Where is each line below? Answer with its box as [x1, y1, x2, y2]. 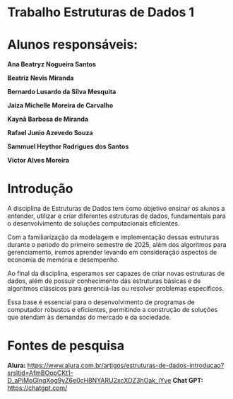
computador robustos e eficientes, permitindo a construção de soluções [7, 306, 218, 314]
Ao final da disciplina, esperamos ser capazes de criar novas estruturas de [7, 270, 225, 278]
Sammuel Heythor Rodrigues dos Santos [7, 142, 129, 151]
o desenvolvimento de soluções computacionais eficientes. [7, 219, 180, 228]
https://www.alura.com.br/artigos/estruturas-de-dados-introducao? [27, 362, 225, 369]
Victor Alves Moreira [7, 156, 69, 165]
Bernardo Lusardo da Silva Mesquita [7, 88, 116, 96]
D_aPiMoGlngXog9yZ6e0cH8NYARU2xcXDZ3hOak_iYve [7, 376, 172, 384]
